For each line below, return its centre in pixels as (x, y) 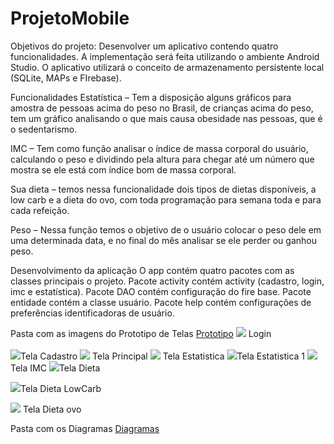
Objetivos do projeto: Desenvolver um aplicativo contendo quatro (144, 46)
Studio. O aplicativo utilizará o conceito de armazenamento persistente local (167, 67)
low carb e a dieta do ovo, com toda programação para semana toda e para (166, 199)
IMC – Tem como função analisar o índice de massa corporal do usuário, (159, 148)
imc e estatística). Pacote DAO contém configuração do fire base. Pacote (161, 291)
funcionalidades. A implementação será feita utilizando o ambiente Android (165, 56)
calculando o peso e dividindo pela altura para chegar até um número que (162, 159)
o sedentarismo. (44, 129)
